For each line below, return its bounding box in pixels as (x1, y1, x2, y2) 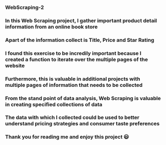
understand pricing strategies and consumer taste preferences (5, 120, 160, 127)
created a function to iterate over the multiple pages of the (5, 56, 148, 63)
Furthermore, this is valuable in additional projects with (5, 75, 140, 82)
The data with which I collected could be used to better (5, 114, 140, 121)
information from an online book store (5, 23, 98, 30)
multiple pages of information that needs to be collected (5, 81, 143, 88)
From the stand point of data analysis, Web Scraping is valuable (5, 95, 161, 102)
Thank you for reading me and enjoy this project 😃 (5, 134, 129, 141)
